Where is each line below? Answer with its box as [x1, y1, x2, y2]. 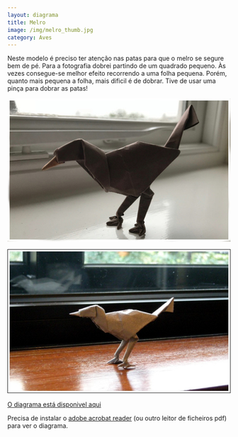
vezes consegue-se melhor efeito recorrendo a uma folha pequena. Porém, [7, 69, 227, 78]
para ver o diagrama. [7, 421, 69, 430]
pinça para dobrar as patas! [7, 84, 89, 93]
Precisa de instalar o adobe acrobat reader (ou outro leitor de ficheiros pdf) [7, 414, 227, 422]
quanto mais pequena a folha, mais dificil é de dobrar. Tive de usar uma [7, 76, 216, 85]
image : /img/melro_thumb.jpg [7, 26, 93, 33]
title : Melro [7, 18, 46, 26]
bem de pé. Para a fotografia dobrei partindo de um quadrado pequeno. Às [7, 62, 227, 70]
